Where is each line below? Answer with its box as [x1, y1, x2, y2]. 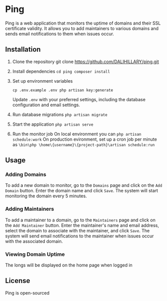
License [5, 276, 30, 285]
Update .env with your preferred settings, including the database [12, 96, 146, 102]
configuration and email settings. [12, 102, 80, 108]
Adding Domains [5, 171, 46, 178]
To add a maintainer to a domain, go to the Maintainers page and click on [5, 217, 156, 223]
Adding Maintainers [5, 205, 54, 212]
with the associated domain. [5, 238, 63, 244]
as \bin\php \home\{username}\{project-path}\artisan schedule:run [12, 141, 155, 147]
